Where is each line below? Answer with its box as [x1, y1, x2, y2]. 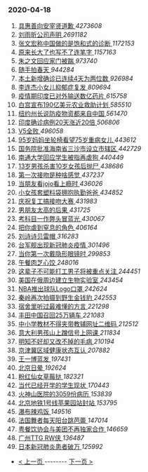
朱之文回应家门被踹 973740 [18, 57, 97, 65]
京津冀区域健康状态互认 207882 [18, 346, 111, 355]
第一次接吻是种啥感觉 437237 [18, 170, 105, 180]
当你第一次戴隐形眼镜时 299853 [18, 250, 111, 258]
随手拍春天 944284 [18, 65, 74, 74]
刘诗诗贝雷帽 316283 [18, 232, 79, 241]
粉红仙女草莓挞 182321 [18, 372, 83, 381]
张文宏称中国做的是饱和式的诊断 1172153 [18, 39, 135, 48]
